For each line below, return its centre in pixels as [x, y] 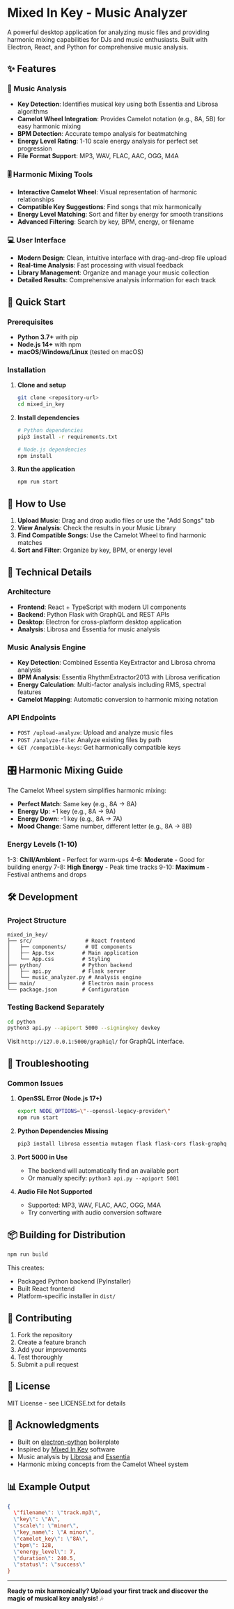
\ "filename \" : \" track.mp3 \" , [57, 1513]
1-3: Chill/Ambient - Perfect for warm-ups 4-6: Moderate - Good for [106, 859]
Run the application [46, 469]
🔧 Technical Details [50, 572]
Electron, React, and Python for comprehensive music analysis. [98, 47]
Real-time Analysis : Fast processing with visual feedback [100, 265]
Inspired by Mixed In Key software [66, 1449]
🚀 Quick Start [37, 302]
